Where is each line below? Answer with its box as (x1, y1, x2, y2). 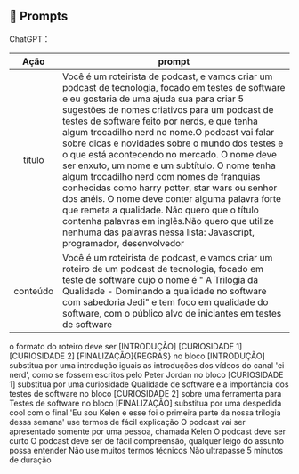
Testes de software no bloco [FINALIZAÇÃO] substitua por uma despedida (9, 398, 282, 408)
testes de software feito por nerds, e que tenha (61, 115, 258, 127)
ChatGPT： (9, 33, 51, 44)
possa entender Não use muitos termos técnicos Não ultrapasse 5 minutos (9, 445, 283, 455)
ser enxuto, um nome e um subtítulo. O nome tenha (61, 159, 276, 172)
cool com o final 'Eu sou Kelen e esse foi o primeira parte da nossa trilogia (9, 406, 282, 418)
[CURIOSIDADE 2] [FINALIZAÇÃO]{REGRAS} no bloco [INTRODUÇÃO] (9, 350, 265, 361)
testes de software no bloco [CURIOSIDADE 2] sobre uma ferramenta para (9, 388, 282, 398)
